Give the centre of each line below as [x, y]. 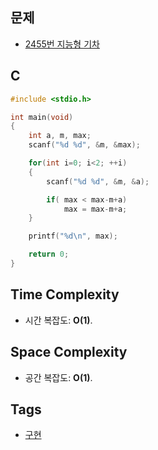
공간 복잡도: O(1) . [58, 377]
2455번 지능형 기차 [62, 44]
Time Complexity [65, 294]
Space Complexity [69, 352]
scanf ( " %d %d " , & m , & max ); [84, 145]
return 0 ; [49, 254]
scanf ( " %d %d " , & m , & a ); [98, 181]
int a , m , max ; [60, 136]
